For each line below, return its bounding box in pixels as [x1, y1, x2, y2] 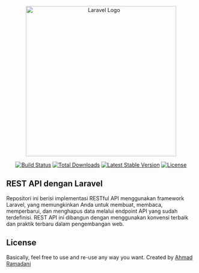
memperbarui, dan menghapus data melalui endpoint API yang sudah [6, 207, 178, 215]
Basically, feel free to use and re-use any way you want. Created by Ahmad [6, 253, 193, 261]
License [6, 238, 37, 248]
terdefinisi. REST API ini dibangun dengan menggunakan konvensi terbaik [6, 213, 188, 221]
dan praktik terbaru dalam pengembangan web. [6, 220, 124, 227]
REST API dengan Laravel [6, 179, 103, 189]
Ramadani [6, 260, 31, 267]
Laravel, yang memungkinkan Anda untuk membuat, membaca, [6, 201, 163, 208]
